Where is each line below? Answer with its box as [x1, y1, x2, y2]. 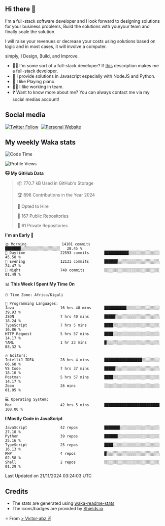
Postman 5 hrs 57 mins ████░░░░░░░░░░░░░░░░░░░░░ [5, 375, 160, 380]
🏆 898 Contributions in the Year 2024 [17, 192, 95, 198]
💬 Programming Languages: [5, 301, 58, 306]
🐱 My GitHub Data [5, 170, 44, 176]
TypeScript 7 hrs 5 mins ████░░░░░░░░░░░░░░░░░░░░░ [5, 323, 160, 328]
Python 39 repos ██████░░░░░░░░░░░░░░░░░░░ [5, 434, 160, 439]
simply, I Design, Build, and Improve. [5, 53, 79, 59]
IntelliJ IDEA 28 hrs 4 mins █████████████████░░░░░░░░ [5, 357, 160, 363]
